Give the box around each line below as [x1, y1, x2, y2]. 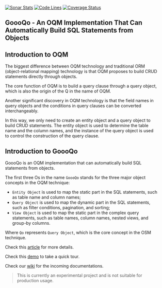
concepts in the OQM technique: [5, 180, 70, 186]
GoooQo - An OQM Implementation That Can [5, 18, 143, 27]
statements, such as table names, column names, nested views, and [12, 215, 149, 221]
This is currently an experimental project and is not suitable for [16, 272, 142, 278]
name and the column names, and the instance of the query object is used [5, 128, 154, 134]
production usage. [16, 278, 54, 284]
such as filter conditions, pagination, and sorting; [12, 205, 110, 211]
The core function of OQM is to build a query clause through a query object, [5, 83, 157, 89]
